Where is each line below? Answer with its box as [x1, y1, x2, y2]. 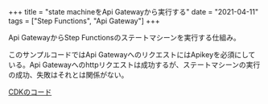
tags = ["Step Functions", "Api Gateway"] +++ [8, 16, 161, 26]
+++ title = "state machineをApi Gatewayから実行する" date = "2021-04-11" [8, 7, 259, 16]
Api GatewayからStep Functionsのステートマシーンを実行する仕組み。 [8, 33, 241, 42]
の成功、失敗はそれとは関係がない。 [8, 70, 129, 79]
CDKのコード [8, 87, 52, 97]
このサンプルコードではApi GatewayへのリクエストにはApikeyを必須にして [8, 50, 256, 59]
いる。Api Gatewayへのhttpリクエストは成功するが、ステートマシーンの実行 [8, 60, 261, 69]
